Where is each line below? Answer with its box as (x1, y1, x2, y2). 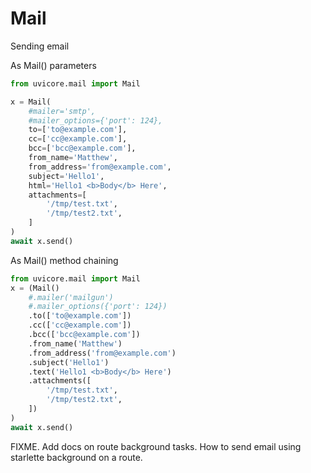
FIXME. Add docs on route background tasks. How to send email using (10, 440, 302, 452)
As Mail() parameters (10, 59, 97, 71)
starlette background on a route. (10, 451, 143, 463)
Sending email (10, 40, 70, 52)
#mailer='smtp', (28, 106, 97, 116)
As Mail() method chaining (10, 254, 119, 266)
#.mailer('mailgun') (28, 292, 114, 302)
